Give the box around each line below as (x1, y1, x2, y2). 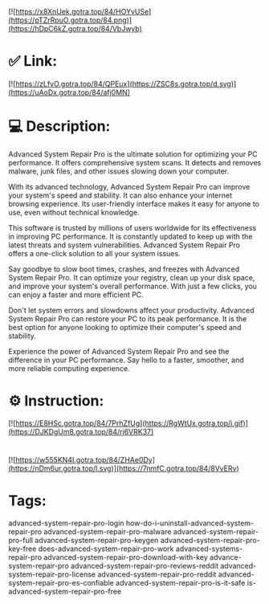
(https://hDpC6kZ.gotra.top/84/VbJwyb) (8, 24, 143, 33)
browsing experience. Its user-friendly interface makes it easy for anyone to (8, 198, 259, 208)
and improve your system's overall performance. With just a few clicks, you (8, 281, 257, 291)
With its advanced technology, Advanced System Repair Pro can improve (8, 182, 251, 191)
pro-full (8, 535, 34, 545)
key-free (8, 544, 37, 553)
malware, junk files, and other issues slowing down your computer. (8, 166, 230, 176)
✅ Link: (8, 52, 58, 71)
